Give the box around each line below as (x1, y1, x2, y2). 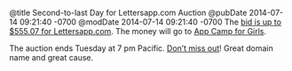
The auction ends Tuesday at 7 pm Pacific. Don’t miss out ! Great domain (9, 43, 273, 53)
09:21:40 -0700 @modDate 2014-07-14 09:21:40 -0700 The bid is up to (19, 17, 282, 27)
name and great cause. (9, 53, 94, 62)
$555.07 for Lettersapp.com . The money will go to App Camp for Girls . (9, 26, 267, 36)
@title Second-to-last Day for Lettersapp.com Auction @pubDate (9, 8, 248, 18)
